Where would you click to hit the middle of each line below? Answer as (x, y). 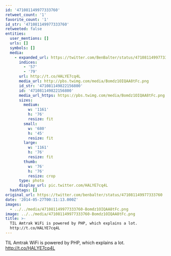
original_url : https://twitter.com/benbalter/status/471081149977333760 (84, 195)
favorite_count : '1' (27, 19)
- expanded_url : (32, 57)
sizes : (26, 100)
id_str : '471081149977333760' (37, 24)
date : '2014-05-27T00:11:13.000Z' (42, 199)
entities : (16, 34)
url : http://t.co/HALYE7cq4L (50, 76)
